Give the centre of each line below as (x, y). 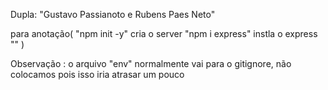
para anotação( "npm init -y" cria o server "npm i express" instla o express (164, 33)
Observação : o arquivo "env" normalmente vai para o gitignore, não (151, 63)
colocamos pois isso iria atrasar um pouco (97, 74)
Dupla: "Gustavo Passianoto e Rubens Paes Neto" (113, 14)
